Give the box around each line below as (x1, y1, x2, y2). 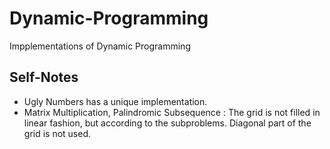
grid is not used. (23, 127, 92, 139)
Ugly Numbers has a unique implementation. (23, 95, 208, 107)
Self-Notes (9, 69, 79, 86)
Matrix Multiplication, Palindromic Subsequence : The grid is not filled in (23, 106, 321, 118)
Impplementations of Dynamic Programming (9, 40, 191, 52)
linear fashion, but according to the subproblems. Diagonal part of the (23, 117, 312, 129)
